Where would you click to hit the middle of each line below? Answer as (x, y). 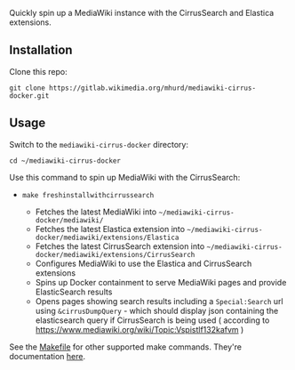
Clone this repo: (39, 71)
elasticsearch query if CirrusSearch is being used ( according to (152, 320)
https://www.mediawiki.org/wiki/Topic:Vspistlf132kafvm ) (140, 329)
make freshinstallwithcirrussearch (88, 195)
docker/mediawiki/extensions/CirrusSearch (115, 254)
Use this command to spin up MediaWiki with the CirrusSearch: (125, 177)
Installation (41, 50)
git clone (28, 88)
